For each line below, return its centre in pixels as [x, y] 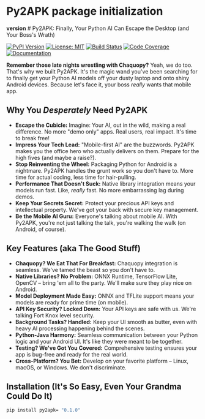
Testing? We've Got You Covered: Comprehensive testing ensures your [106, 348]
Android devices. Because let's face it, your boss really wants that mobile [99, 85]
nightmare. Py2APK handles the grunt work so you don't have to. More [104, 170]
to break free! [32, 138]
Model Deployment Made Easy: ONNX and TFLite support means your [105, 296]
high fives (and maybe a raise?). [56, 157]
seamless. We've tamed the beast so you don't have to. [85, 270]
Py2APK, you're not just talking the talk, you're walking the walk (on [100, 222]
